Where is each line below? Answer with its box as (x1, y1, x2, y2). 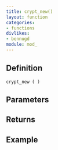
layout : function (6, 14, 48, 20)
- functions (6, 25, 35, 31)
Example (6, 135, 38, 145)
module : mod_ (6, 42, 38, 48)
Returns (6, 115, 36, 125)
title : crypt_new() (6, 8, 53, 15)
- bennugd (6, 36, 30, 42)
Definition (6, 63, 42, 74)
